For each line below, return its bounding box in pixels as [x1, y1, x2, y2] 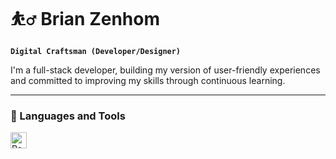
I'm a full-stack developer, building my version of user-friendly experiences [10, 64, 321, 76]
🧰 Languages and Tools [10, 109, 126, 123]
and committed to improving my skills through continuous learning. [10, 74, 286, 86]
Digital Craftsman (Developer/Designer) [10, 46, 182, 56]
